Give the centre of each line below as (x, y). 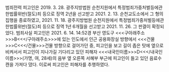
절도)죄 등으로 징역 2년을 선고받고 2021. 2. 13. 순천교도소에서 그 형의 (95, 14)
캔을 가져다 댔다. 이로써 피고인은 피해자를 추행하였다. (57, 64)
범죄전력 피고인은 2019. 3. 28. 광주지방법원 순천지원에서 (61, 7)
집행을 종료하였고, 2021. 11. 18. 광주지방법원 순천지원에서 (62, 20)
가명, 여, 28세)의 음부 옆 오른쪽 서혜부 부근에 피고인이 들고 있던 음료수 (93, 58)
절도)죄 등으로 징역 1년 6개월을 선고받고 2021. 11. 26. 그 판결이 (89, 26)
